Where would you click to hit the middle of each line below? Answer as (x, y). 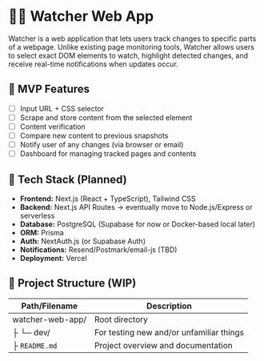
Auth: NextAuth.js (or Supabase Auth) (83, 241)
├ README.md (35, 345)
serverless (37, 215)
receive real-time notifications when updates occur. (93, 64)
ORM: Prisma (42, 232)
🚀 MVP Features (49, 89)
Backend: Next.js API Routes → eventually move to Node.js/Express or (136, 207)
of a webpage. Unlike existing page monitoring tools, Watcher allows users (131, 46)
